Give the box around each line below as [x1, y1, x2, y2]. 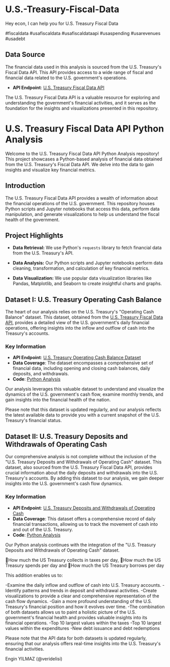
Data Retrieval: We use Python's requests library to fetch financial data [12, 245, 162, 251]
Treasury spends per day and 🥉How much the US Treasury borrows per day [5, 562, 164, 568]
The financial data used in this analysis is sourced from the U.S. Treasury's [5, 63, 162, 70]
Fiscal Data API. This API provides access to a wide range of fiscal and [5, 69, 153, 75]
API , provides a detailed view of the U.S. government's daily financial [5, 320, 150, 326]
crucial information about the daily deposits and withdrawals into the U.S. [5, 470, 158, 476]
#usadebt [5, 36, 25, 42]
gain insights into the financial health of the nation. [5, 397, 111, 403]
